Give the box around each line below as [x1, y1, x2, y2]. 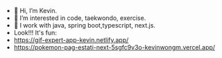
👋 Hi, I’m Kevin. [13, 7, 58, 14]
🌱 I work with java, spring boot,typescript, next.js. [13, 21, 156, 29]
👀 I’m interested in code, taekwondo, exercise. [13, 14, 146, 22]
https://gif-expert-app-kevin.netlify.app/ [13, 36, 129, 44]
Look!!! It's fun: [13, 28, 58, 37]
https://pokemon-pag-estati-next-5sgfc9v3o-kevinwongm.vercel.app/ [13, 43, 216, 51]
